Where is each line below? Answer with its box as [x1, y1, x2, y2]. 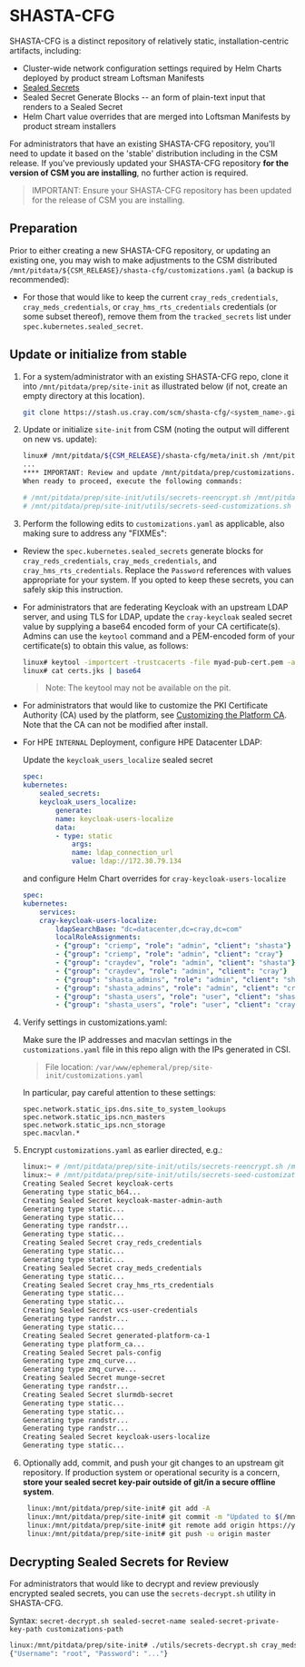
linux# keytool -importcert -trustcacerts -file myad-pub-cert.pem [22, 658, 284, 667]
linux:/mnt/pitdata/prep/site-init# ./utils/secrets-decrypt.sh [9, 1641, 258, 1650]
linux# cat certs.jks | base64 [22, 666, 142, 675]
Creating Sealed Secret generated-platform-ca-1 [22, 1331, 211, 1340]
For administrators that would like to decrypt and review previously [9, 1578, 260, 1590]
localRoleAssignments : [55, 933, 142, 942]
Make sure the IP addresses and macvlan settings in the [22, 1035, 232, 1046]
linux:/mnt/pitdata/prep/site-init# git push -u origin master [26, 1529, 271, 1538]
